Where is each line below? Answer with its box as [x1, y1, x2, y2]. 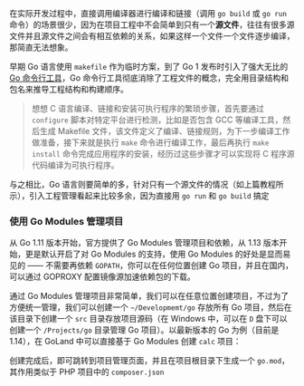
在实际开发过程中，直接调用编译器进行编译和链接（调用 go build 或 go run [9, 8, 288, 18]
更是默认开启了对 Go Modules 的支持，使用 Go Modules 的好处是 [24, 248, 267, 260]
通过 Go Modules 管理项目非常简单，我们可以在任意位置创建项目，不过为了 [9, 291, 290, 302]
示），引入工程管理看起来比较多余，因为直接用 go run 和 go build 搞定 [9, 190, 270, 201]
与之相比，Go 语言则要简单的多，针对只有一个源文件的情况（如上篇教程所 [9, 179, 284, 189]
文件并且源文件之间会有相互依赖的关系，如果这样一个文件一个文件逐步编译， [9, 31, 295, 41]
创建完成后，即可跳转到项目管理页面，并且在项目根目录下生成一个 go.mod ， [9, 355, 290, 366]
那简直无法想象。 [9, 42, 73, 53]
